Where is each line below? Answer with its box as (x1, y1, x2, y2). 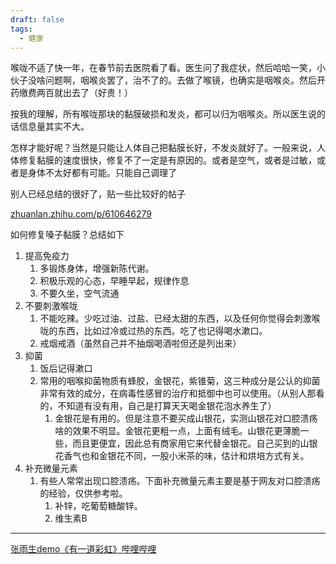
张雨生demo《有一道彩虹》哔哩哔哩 (10, 543, 157, 555)
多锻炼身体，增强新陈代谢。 (39, 262, 155, 275)
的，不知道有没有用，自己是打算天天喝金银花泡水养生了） (39, 400, 277, 412)
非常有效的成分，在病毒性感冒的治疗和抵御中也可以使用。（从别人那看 (39, 387, 325, 400)
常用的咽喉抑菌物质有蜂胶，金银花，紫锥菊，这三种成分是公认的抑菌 (39, 375, 321, 387)
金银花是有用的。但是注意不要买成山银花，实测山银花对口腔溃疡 (54, 412, 318, 425)
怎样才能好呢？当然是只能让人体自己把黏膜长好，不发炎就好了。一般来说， (10, 142, 317, 154)
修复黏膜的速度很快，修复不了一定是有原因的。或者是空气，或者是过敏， (18, 154, 317, 166)
